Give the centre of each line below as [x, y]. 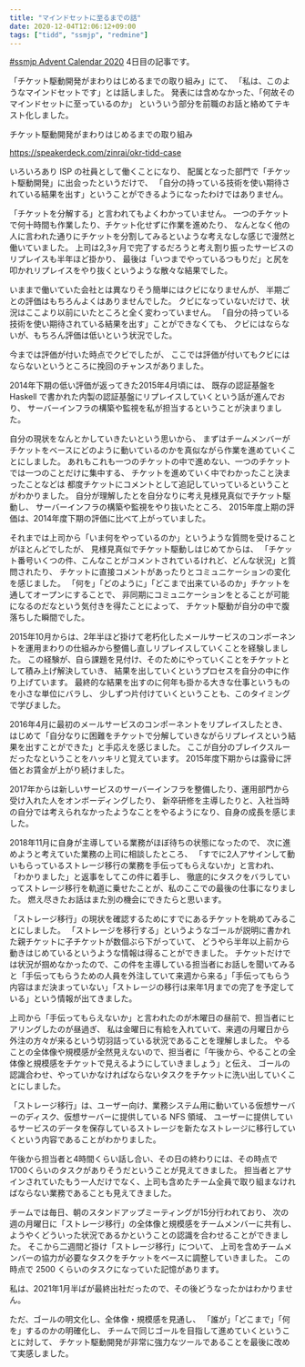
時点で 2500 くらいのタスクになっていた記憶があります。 [117, 1270]
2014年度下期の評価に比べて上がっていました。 [122, 519]
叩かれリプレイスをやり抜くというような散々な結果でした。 [121, 270]
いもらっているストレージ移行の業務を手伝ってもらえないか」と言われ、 [144, 866]
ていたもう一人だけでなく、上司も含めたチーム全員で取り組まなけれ [168, 1182]
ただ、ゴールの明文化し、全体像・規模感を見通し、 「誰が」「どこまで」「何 [150, 1320]
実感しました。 [45, 1353]
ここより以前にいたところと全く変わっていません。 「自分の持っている [157, 313]
